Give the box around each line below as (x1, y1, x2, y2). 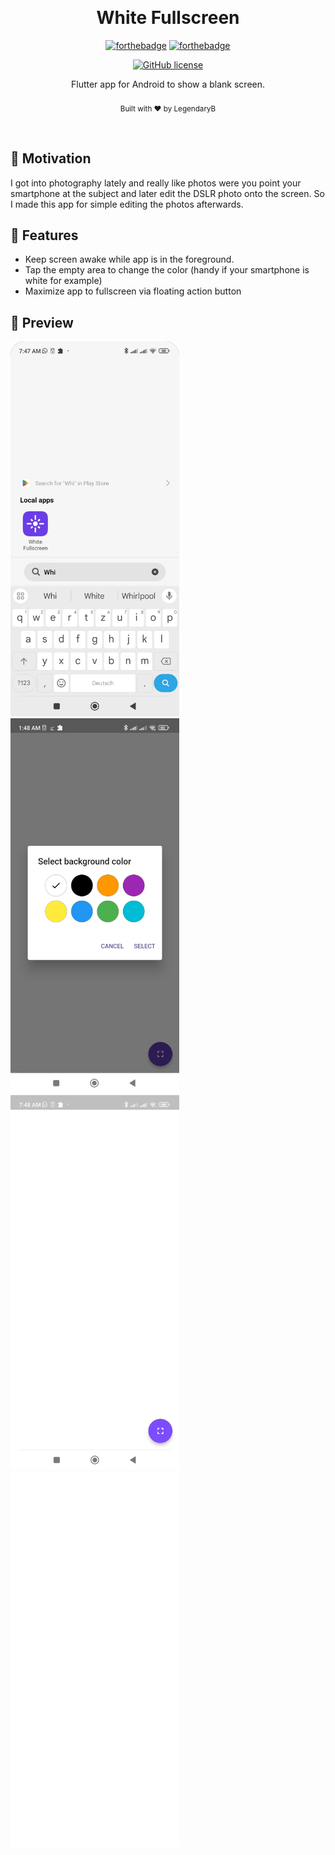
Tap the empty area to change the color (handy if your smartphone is (24, 264, 310, 276)
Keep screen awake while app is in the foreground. (24, 253, 235, 266)
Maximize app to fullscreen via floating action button (24, 285, 242, 297)
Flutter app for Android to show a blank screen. (70, 78, 266, 90)
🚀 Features (10, 227, 79, 244)
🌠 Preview (10, 314, 74, 331)
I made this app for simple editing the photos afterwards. (10, 198, 244, 210)
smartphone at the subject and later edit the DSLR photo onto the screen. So (10, 187, 325, 199)
